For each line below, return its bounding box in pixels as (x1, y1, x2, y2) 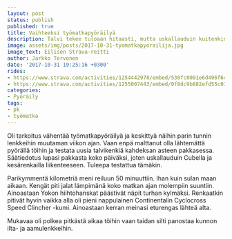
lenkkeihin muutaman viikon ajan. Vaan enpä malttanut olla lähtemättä (7, 138, 205, 147)
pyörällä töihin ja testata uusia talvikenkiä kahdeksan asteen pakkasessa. (7, 146, 215, 154)
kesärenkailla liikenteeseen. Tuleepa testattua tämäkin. (7, 160, 162, 169)
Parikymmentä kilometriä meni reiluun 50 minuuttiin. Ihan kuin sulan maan (7, 174, 217, 183)
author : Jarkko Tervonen (7, 55, 79, 62)
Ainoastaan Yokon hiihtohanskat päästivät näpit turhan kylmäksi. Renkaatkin (7, 189, 224, 197)
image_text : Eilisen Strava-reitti (7, 49, 110, 56)
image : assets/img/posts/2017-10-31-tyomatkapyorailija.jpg (7, 42, 184, 49)
